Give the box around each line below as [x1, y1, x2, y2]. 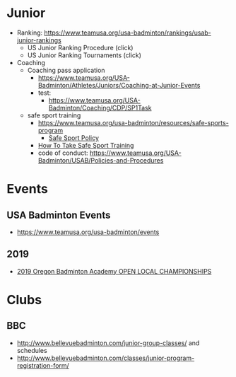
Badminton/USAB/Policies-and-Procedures [37, 156, 164, 164]
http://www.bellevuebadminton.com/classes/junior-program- [16, 354, 195, 362]
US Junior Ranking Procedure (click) [27, 43, 134, 52]
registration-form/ [16, 361, 70, 369]
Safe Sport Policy [48, 133, 100, 142]
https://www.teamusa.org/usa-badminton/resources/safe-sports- [37, 118, 229, 127]
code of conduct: [37, 149, 89, 157]
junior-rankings [16, 35, 61, 44]
